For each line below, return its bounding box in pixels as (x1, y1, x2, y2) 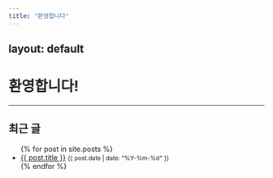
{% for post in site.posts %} (19, 144, 114, 154)
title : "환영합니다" (8, 11, 70, 20)
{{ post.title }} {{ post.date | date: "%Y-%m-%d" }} (19, 152, 170, 163)
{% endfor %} (19, 161, 67, 171)
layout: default (8, 42, 84, 56)
